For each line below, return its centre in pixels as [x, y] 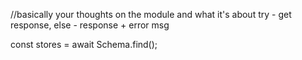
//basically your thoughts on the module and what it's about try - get [151, 14]
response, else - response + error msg [90, 25]
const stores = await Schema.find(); [84, 44]
